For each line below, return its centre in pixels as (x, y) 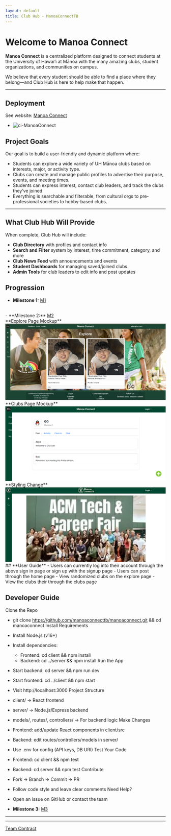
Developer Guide (33, 598)
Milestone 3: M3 (30, 809)
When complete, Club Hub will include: (46, 234)
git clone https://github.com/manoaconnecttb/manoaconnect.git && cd (87, 620)
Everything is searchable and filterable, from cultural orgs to (76, 196)
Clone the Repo (22, 610)
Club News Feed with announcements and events (65, 261)
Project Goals (27, 141)
